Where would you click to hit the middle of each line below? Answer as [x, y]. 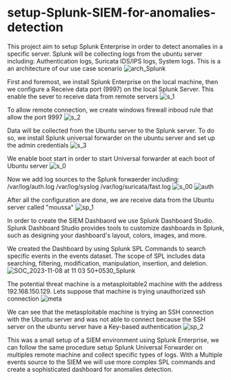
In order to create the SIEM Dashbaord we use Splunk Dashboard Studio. [111, 220]
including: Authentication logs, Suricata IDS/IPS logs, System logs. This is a [114, 61]
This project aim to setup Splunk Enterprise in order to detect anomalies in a [115, 46]
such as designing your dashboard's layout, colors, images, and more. [107, 235]
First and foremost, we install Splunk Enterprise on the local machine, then [113, 81]
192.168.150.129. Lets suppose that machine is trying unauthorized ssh [106, 291]
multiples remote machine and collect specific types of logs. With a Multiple [115, 354]
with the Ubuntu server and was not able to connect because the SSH [106, 319]
